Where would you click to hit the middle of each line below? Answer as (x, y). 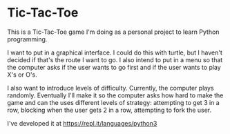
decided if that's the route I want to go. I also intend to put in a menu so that (115, 59)
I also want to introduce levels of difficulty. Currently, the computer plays (111, 88)
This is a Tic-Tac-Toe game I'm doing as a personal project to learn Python (113, 32)
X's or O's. (22, 75)
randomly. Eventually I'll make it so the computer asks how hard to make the (115, 95)
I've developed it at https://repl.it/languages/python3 (82, 123)
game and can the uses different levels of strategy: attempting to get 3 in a (113, 102)
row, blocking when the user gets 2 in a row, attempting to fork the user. (109, 110)
